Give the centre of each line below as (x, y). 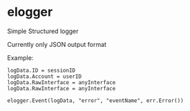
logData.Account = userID (44, 77)
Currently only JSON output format (57, 44)
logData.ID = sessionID (41, 70)
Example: (20, 58)
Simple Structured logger (43, 31)
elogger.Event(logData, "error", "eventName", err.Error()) (96, 101)
